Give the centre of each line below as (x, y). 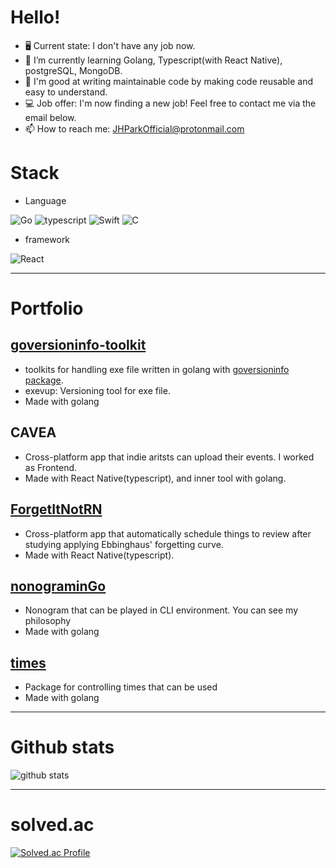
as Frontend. (51, 467)
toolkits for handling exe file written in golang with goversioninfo (157, 369)
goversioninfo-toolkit (78, 345)
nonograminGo (58, 586)
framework (47, 239)
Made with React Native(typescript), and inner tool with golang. (155, 478)
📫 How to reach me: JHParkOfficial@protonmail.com (134, 128)
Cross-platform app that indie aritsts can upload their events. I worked (169, 457)
